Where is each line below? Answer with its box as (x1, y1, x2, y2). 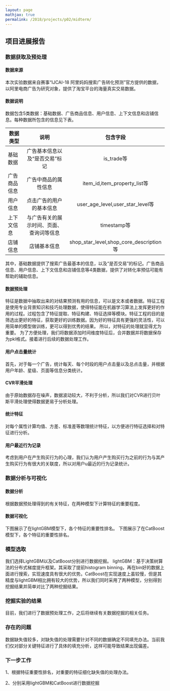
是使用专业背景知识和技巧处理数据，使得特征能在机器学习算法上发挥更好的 (5, 304, 160, 310)
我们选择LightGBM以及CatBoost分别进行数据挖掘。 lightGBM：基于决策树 (5, 558, 159, 564)
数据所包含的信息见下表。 (22, 117, 76, 123)
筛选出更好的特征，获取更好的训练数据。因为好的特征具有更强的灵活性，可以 (5, 317, 165, 323)
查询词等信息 (29, 229, 60, 237)
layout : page (5, 7, 33, 13)
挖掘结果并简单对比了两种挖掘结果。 (5, 583, 81, 589)
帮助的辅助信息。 (5, 273, 41, 279)
